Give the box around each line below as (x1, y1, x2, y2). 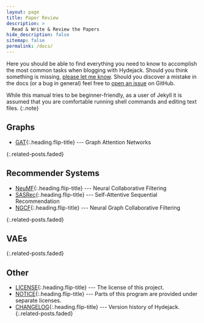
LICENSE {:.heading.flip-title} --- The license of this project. (15, 284, 164, 291)
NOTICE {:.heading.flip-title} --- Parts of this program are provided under (15, 291, 198, 298)
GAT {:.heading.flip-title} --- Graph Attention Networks (15, 139, 151, 146)
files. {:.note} (6, 104, 39, 112)
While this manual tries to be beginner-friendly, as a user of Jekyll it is (6, 91, 182, 99)
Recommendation (15, 197, 60, 205)
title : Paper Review (6, 15, 59, 21)
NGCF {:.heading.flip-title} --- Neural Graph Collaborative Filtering (15, 203, 181, 211)
